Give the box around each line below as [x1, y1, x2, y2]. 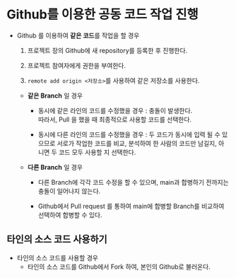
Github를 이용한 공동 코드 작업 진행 [6, 6, 199, 23]
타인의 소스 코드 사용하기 [6, 233, 107, 245]
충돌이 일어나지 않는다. [37, 187, 101, 195]
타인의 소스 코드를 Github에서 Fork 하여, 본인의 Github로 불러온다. [27, 262, 211, 271]
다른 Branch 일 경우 [27, 163, 83, 171]
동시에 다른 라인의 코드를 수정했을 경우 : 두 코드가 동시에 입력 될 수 [37, 130, 220, 139]
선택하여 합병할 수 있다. [37, 210, 103, 219]
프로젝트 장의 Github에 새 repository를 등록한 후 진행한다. [27, 46, 188, 54]
